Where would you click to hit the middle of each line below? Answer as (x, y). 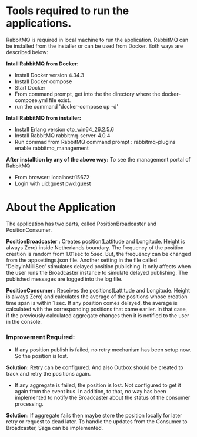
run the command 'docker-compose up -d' (66, 106)
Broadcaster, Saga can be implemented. (55, 428)
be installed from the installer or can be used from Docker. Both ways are (95, 46)
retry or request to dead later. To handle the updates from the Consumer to (97, 422)
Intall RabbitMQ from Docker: (43, 64)
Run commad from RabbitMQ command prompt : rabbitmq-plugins (95, 142)
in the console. (24, 321)
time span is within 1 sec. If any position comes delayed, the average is (92, 303)
